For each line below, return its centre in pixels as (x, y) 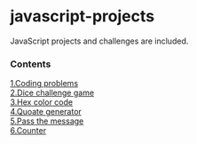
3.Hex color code (42, 102)
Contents (31, 64)
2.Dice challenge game (52, 93)
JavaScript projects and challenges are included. (99, 41)
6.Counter (28, 131)
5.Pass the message (47, 121)
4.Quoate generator (46, 112)
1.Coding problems (44, 84)
